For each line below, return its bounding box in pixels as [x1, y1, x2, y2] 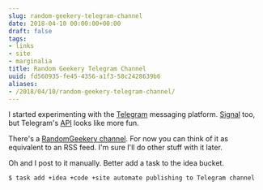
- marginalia [8, 58, 53, 66]
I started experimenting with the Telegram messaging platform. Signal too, [8, 110, 256, 119]
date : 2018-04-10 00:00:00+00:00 [8, 19, 121, 28]
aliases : [8, 80, 38, 88]
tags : [8, 34, 27, 43]
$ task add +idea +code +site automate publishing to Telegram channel [8, 174, 255, 183]
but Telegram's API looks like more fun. [8, 119, 139, 128]
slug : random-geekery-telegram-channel [8, 11, 143, 20]
